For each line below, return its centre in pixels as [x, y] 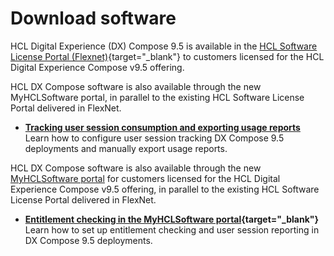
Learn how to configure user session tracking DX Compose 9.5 [154, 138]
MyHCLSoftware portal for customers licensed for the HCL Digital [145, 178]
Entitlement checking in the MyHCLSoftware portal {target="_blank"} [172, 219]
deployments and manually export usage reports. [126, 148]
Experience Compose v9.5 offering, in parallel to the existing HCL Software [165, 189]
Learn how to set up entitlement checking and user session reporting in [172, 229]
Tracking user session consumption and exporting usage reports [162, 127]
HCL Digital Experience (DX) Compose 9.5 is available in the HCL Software [164, 46]
